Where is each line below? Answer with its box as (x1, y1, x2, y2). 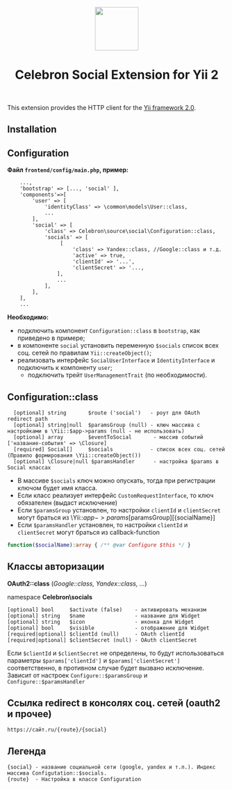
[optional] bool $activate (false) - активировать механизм (7, 606, 207, 613)
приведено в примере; (17, 334, 85, 342)
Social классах (7, 464, 51, 471)
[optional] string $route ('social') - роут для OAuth (13, 409, 200, 417)
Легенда (7, 745, 47, 757)
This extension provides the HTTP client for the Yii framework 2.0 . (7, 103, 197, 111)
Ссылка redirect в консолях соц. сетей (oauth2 (7, 698, 221, 709)
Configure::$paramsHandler (7, 678, 85, 685)
